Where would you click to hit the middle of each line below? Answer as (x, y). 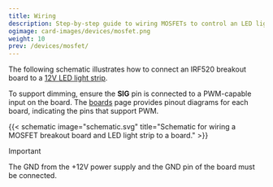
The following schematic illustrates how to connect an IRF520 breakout (127, 69)
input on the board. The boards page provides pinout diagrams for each (129, 102)
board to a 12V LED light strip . (58, 78)
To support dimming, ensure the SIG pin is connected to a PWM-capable (130, 93)
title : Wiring (32, 16)
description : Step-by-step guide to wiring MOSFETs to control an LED (130, 24)
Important (25, 151)
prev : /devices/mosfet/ (49, 46)
